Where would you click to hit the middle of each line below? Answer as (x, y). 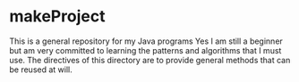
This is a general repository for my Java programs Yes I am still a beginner (146, 41)
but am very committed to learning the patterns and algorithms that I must (145, 50)
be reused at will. (41, 70)
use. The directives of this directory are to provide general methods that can (150, 60)
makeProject (57, 16)
